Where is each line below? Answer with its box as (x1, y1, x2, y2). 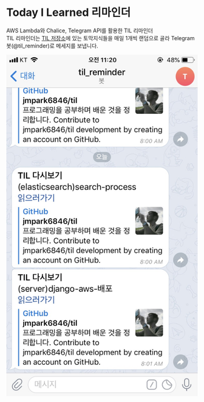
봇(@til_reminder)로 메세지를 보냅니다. (6, 42, 98, 49)
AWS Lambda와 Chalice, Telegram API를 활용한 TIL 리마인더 (6, 27, 154, 34)
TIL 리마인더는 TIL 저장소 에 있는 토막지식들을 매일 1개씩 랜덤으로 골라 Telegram (6, 34, 195, 41)
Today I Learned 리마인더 (6, 5, 131, 19)
